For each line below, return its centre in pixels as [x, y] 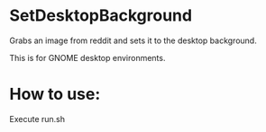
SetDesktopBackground [101, 16]
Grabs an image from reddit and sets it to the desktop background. [133, 40]
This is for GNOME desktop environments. [87, 57]
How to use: [55, 94]
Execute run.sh [37, 119]
